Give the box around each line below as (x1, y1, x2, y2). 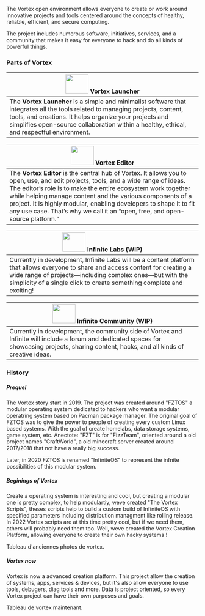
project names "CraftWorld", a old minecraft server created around (6, 438, 174, 445)
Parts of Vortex (6, 58, 52, 67)
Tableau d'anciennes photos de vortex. (6, 543, 105, 551)
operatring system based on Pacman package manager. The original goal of (6, 412, 198, 420)
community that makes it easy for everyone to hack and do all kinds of (6, 37, 183, 43)
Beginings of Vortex (6, 477, 58, 484)
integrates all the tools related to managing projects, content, (9, 105, 184, 114)
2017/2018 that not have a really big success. (6, 445, 120, 452)
